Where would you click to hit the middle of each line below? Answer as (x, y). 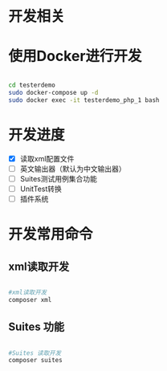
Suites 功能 (37, 327)
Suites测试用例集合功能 (59, 178)
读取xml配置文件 (47, 158)
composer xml (30, 300)
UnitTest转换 (41, 189)
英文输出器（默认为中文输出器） (73, 169)
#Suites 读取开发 (35, 353)
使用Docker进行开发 (75, 56)
